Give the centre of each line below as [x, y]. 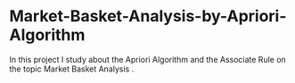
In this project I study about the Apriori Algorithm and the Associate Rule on [148, 59]
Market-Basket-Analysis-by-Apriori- [148, 16]
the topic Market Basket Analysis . [72, 69]
